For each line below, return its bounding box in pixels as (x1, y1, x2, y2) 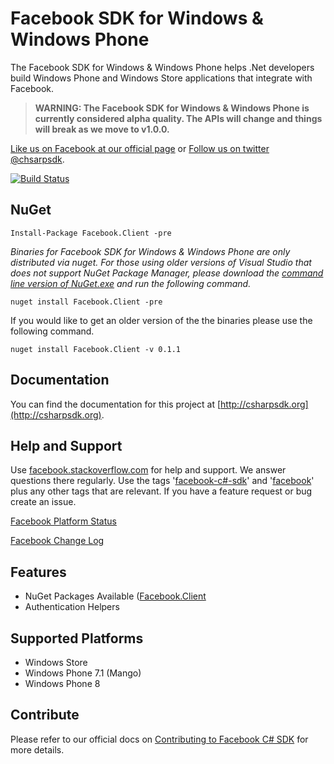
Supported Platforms (10, 630, 144, 647)
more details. (10, 743, 65, 756)
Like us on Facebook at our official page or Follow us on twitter (10, 142, 270, 154)
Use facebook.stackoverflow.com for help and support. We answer (10, 464, 287, 476)
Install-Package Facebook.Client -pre (10, 228, 172, 238)
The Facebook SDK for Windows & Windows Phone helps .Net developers (10, 61, 315, 73)
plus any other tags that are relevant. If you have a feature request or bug (10, 485, 313, 497)
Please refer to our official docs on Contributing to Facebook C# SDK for (10, 733, 309, 745)
